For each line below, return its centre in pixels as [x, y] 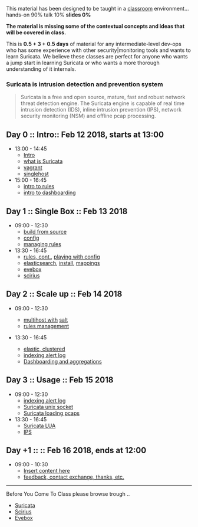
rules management [46, 326]
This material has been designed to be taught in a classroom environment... [98, 9]
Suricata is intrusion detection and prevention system [85, 84]
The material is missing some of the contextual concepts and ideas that [95, 26]
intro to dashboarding [49, 193]
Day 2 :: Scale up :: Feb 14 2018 [64, 294]
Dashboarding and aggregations [62, 361]
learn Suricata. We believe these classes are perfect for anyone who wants [97, 56]
